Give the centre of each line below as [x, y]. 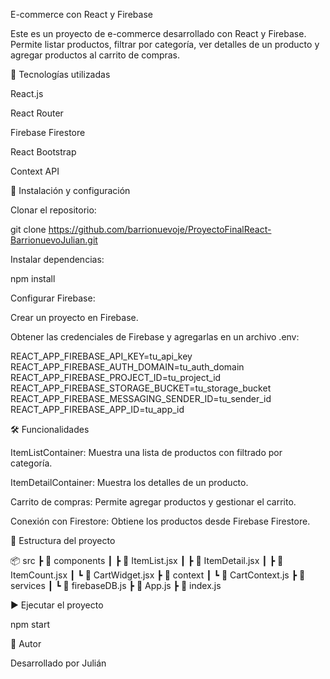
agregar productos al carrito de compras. [95, 55]
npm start [30, 624]
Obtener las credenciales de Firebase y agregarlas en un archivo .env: [155, 337]
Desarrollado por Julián [58, 663]
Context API [35, 171]
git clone [28, 229]
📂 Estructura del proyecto [63, 540]
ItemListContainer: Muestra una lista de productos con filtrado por [146, 452]
